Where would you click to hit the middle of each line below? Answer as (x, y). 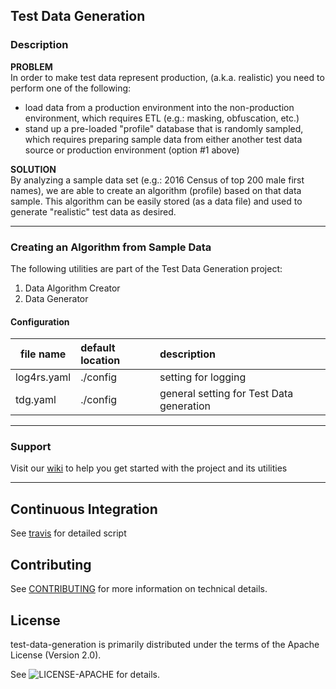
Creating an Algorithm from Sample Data (111, 247)
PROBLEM (31, 66)
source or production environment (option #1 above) (132, 150)
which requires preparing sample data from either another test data (163, 139)
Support (31, 447)
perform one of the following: (71, 88)
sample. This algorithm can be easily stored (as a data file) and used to (156, 201)
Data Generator (56, 298)
